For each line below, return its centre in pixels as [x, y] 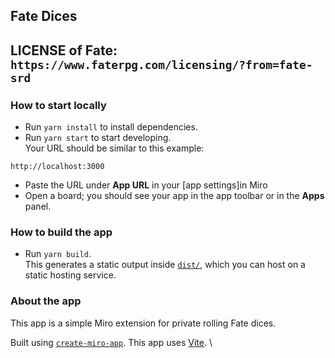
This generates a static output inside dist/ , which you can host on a [165, 265]
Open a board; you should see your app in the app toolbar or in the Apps [174, 196]
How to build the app [61, 232]
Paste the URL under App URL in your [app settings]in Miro [146, 185]
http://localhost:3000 [57, 167]
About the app [46, 301]
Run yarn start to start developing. [98, 138]
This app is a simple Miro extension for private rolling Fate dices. [143, 323]
